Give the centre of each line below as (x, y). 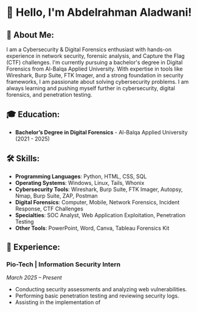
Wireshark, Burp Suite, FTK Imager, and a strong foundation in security (95, 75)
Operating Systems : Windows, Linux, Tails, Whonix (80, 182)
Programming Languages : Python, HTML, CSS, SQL (81, 176)
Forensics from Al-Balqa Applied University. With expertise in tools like (95, 69)
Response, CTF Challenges (49, 209)
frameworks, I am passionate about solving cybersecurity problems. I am (98, 82)
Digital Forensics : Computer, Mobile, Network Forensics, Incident (97, 202)
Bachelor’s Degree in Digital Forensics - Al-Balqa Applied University (101, 132)
